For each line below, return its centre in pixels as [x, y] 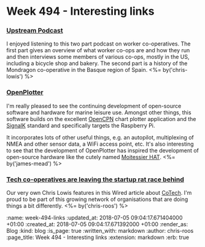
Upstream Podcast [35, 31]
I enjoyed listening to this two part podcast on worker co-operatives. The [99, 44]
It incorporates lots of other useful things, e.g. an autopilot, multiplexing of [100, 137]
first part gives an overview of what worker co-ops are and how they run [98, 50]
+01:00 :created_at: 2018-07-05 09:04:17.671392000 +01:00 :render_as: [97, 224]
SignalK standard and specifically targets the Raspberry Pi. [81, 125]
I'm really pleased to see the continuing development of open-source [94, 106]
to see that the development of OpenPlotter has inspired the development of [103, 150]
